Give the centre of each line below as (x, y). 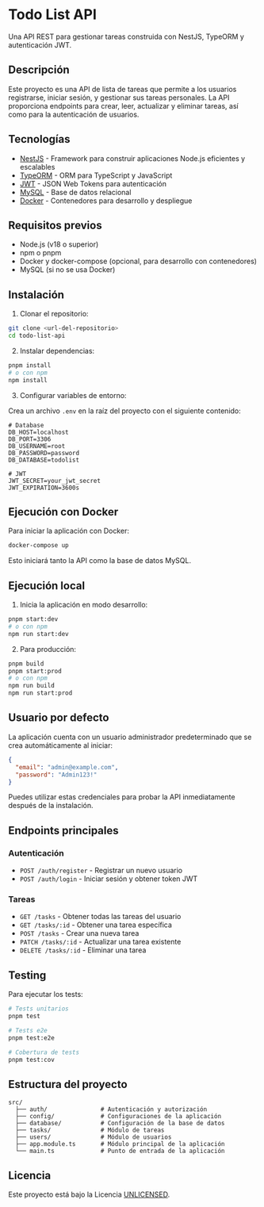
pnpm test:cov (32, 1059)
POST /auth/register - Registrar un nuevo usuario (101, 871)
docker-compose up (38, 546)
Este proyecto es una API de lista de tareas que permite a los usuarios (122, 89)
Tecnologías (39, 139)
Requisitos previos (55, 225)
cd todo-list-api (37, 336)
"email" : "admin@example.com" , (67, 767)
